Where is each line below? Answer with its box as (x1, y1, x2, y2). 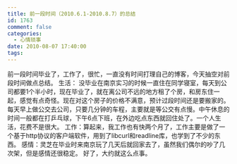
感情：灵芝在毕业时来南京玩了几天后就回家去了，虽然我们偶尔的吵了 (20, 140, 219, 149)
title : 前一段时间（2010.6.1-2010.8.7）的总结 (7, 10, 136, 18)
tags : (7, 50, 23, 57)
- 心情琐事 (13, 37, 42, 44)
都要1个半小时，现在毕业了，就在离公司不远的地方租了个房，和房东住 (13, 87, 214, 96)
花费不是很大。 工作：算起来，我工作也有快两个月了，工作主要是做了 (19, 122, 219, 131)
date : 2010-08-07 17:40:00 (7, 43, 87, 50)
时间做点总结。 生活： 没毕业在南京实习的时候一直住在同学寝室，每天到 (13, 78, 221, 87)
